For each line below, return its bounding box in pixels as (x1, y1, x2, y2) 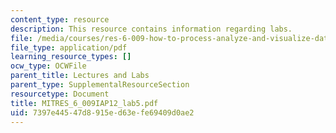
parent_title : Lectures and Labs (10, 71, 150, 81)
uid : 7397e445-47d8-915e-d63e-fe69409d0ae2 (10, 107, 195, 118)
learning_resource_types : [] (10, 52, 132, 62)
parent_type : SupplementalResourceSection (10, 80, 190, 90)
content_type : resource (10, 14, 110, 25)
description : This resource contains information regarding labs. (10, 24, 293, 34)
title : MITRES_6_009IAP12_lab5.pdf (10, 98, 159, 108)
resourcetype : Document (10, 89, 110, 99)
